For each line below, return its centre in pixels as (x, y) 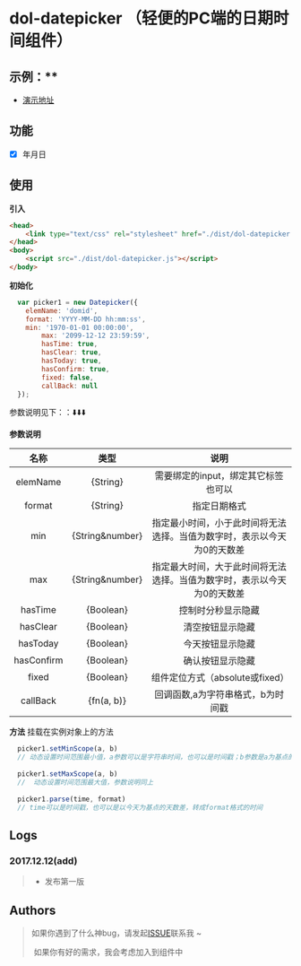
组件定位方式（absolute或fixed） (220, 678)
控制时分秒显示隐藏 (219, 611)
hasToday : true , (72, 361)
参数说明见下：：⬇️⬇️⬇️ (48, 413)
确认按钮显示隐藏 (219, 661)
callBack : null (70, 386)
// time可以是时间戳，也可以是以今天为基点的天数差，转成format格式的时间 (140, 807)
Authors (33, 910)
